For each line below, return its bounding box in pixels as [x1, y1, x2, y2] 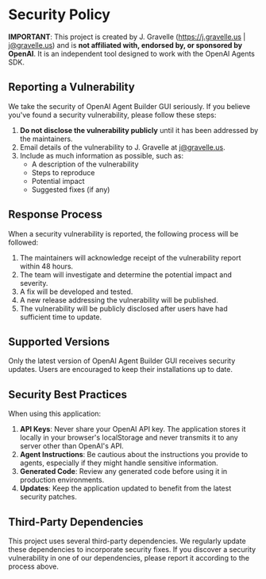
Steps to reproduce [31, 167, 95, 177]
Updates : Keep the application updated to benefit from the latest [19, 483, 232, 493]
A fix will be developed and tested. [19, 287, 133, 296]
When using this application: [8, 409, 102, 419]
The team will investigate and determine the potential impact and [19, 269, 233, 280]
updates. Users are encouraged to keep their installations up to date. [8, 365, 233, 374]
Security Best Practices [8, 388, 128, 401]
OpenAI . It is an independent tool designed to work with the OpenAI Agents [8, 49, 256, 58]
